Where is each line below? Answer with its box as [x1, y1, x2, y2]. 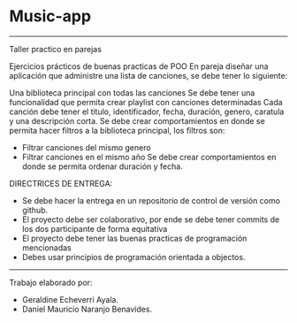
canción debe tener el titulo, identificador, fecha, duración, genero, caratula [9, 106, 285, 117]
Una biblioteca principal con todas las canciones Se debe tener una [9, 87, 255, 98]
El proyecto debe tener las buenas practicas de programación [21, 233, 247, 243]
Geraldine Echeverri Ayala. [21, 294, 119, 304]
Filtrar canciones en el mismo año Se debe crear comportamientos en [21, 151, 277, 162]
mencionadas [21, 242, 72, 253]
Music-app [9, 6, 91, 27]
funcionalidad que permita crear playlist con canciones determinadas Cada [9, 96, 283, 107]
